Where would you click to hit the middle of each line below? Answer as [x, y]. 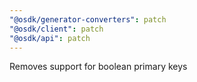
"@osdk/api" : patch [50, 38]
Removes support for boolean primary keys [98, 67]
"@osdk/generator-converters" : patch [88, 19]
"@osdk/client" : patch [56, 29]
